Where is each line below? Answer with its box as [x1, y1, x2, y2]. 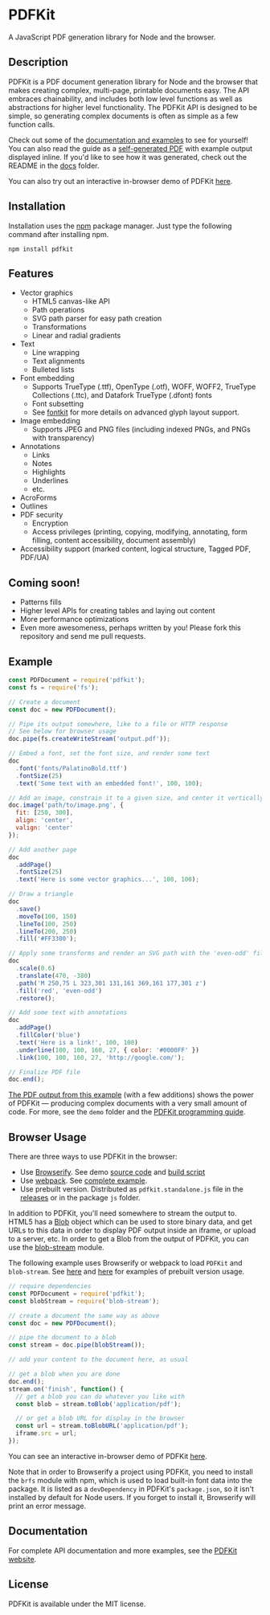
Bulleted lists [31, 365, 75, 374]
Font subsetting [31, 399, 84, 409]
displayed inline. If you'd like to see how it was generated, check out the [8, 152, 247, 161]
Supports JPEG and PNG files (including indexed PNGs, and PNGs [31, 424, 251, 435]
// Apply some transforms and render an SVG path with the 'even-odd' [8, 950, 250, 958]
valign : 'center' [15, 824, 74, 832]
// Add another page [8, 845, 78, 853]
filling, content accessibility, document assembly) [31, 536, 196, 546]
